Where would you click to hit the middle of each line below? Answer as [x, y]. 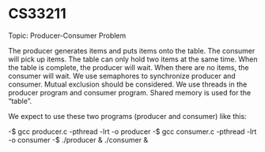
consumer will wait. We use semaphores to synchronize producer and [122, 76]
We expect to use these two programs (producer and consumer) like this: [127, 116]
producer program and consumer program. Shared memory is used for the [130, 92]
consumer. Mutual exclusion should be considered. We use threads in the [128, 84]
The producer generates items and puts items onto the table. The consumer [132, 50]
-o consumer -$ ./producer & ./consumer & [78, 139]
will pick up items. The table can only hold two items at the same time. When [133, 59]
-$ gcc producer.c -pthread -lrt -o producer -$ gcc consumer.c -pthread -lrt [132, 132]
